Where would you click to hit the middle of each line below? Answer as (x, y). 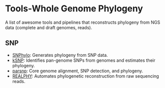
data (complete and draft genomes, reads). (49, 27)
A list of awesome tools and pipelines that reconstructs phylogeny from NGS (83, 22)
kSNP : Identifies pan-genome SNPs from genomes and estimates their (84, 60)
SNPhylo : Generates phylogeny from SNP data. (60, 55)
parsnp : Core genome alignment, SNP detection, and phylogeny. (78, 71)
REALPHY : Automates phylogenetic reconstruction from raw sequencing (85, 76)
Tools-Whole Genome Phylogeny (74, 9)
